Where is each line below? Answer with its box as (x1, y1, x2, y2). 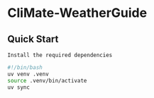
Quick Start (7, 33, 59, 45)
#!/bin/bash (7, 64, 43, 71)
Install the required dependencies (7, 51, 113, 59)
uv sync (7, 83, 31, 91)
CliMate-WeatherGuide (7, 5, 148, 21)
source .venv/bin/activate (7, 77, 87, 84)
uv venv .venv (7, 71, 50, 78)
